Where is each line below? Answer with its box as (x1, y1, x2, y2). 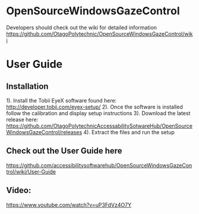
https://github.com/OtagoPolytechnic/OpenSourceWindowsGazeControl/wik (6, 30, 193, 37)
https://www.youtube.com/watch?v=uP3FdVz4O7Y (6, 201, 132, 208)
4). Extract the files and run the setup (83, 128, 175, 135)
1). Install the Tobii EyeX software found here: (6, 97, 117, 104)
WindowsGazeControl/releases (6, 128, 83, 135)
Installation (6, 81, 49, 91)
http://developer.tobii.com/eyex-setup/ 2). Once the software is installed (6, 103, 183, 110)
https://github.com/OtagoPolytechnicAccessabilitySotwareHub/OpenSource (6, 122, 193, 129)
